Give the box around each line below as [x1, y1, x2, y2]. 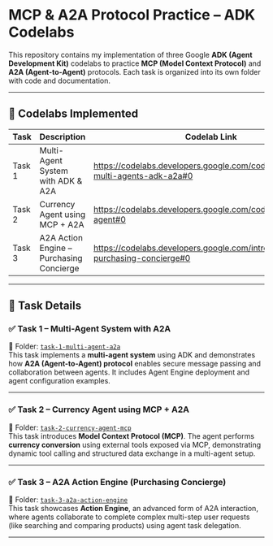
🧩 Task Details [8, 299, 82, 313]
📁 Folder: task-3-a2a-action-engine [8, 495, 128, 505]
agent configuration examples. [8, 376, 111, 386]
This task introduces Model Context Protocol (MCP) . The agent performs [8, 431, 254, 440]
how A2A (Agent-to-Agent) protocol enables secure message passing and [8, 359, 262, 369]
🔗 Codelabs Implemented [8, 107, 139, 121]
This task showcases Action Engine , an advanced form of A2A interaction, [8, 504, 258, 513]
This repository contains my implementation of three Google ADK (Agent [8, 50, 253, 59]
